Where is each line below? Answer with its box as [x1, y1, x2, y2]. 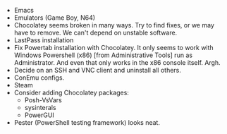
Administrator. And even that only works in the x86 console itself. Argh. [13, 59, 221, 66]
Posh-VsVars [24, 96, 62, 104]
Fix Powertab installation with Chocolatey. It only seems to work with [13, 44, 214, 51]
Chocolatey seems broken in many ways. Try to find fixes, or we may [13, 21, 215, 29]
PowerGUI [24, 111, 54, 119]
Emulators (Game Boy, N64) [13, 13, 96, 22]
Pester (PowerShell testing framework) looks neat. [13, 118, 161, 126]
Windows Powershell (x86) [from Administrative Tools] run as [13, 51, 192, 59]
